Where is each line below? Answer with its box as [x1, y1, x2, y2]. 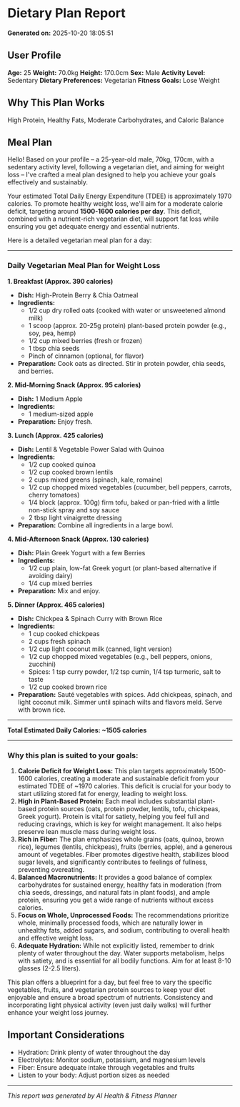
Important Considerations [7, 1029, 125, 1041]
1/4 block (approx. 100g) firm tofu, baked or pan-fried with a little [28, 498, 220, 507]
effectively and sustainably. [7, 178, 88, 187]
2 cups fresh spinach [28, 637, 91, 645]
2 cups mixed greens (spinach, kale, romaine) [28, 475, 163, 484]
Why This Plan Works [7, 96, 105, 109]
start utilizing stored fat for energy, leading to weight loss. [17, 789, 188, 798]
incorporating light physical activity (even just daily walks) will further [7, 1001, 212, 1009]
